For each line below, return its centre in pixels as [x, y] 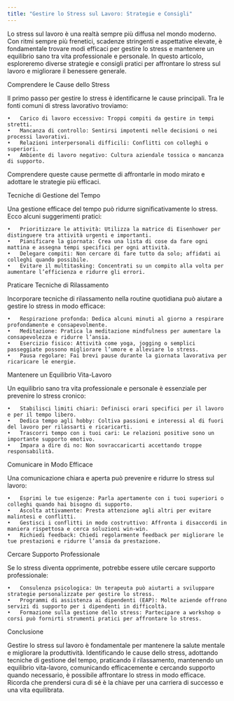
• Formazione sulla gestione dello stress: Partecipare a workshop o [114, 612]
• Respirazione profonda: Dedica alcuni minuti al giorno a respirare [116, 319]
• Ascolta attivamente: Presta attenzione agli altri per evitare [109, 511]
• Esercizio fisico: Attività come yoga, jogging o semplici [102, 343]
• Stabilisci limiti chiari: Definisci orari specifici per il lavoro [116, 408]
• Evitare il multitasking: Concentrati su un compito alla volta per [116, 266]
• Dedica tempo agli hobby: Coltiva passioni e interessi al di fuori [116, 421]
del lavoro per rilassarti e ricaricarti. [70, 427]
